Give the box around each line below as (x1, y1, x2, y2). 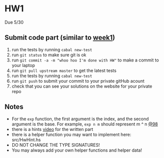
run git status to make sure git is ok (11, 52, 86, 58)
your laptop (11, 62, 35, 68)
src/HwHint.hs (11, 136, 41, 143)
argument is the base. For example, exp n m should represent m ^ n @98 (11, 121, 158, 127)
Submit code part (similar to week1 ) (4, 33, 115, 42)
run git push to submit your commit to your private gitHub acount (11, 78, 145, 84)
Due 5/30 (4, 19, 24, 25)
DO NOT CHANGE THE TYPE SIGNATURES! (11, 142, 100, 148)
